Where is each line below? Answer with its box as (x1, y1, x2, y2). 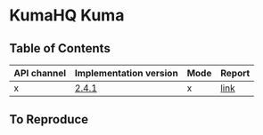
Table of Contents (9, 41, 111, 56)
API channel (13, 67, 67, 79)
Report (219, 67, 251, 79)
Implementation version (74, 67, 178, 79)
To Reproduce (9, 112, 89, 127)
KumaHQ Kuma (9, 5, 125, 26)
